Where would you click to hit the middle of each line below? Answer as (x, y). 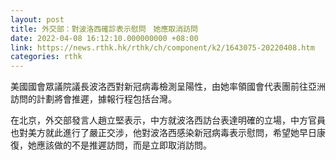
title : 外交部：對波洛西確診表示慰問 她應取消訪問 (104, 29)
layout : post (37, 19)
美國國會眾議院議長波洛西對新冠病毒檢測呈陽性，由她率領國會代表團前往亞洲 (168, 87)
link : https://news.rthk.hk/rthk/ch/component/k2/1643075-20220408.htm (162, 47)
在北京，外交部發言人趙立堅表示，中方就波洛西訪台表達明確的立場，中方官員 (168, 120)
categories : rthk (46, 57)
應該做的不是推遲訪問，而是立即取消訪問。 (124, 145)
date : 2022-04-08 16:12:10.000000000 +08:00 (104, 38)
